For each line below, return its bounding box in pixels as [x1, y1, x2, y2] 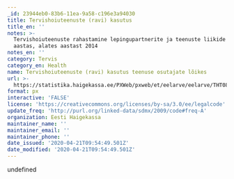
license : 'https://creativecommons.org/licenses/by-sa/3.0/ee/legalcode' [7, 101, 226, 108]
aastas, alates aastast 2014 [13, 42, 98, 49]
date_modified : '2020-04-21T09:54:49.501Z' [7, 146, 136, 153]
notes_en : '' [7, 49, 45, 56]
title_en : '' [7, 23, 45, 30]
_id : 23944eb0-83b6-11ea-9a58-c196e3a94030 [7, 10, 136, 17]
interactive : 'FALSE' [7, 95, 70, 102]
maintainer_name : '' [7, 120, 68, 127]
